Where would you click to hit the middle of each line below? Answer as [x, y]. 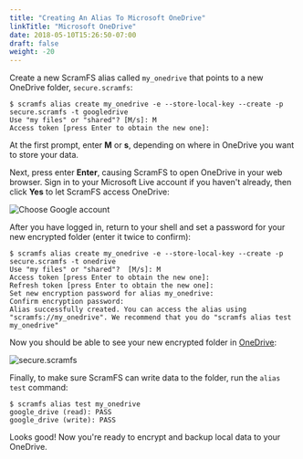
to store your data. [44, 155]
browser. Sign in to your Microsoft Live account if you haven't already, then [151, 183]
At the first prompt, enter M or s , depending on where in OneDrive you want [152, 145]
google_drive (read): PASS [61, 412]
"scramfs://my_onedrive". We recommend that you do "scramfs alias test [151, 318]
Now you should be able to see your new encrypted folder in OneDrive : [143, 342]
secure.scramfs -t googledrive [69, 112]
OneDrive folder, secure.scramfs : [71, 88]
